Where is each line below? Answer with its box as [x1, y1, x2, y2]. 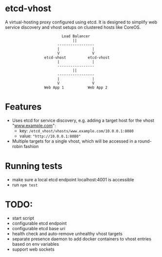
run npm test [12, 182, 38, 188]
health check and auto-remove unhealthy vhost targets [12, 231, 123, 236]
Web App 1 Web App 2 [44, 85, 108, 90]
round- [138, 138, 152, 144]
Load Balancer [61, 34, 90, 39]
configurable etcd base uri [12, 225, 66, 231]
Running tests [5, 161, 63, 171]
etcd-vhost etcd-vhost [44, 55, 110, 60]
